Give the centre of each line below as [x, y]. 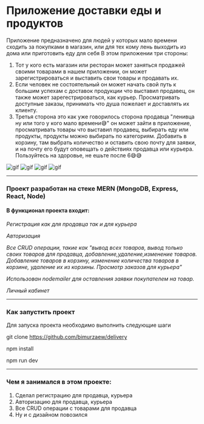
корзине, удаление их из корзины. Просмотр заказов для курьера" [94, 267]
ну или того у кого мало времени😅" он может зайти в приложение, [103, 123]
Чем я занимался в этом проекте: [59, 382]
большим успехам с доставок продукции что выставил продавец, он [105, 91]
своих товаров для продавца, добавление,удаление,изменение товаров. [102, 254]
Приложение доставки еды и [84, 11]
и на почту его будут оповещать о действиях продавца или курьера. [104, 149]
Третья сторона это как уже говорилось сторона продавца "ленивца [105, 117]
